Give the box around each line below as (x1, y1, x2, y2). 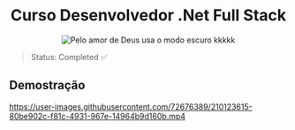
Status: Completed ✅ (30, 51, 108, 62)
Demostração (9, 78, 86, 93)
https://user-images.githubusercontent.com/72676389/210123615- (9, 101, 253, 111)
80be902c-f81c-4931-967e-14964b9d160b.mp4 (9, 111, 186, 121)
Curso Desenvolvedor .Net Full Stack (10, 5, 287, 26)
